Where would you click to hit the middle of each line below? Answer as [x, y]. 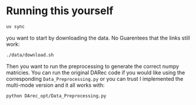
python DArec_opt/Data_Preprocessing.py [57, 96]
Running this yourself [60, 11]
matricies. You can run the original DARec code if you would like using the [96, 73]
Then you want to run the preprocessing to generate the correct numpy [93, 66]
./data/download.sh [30, 55]
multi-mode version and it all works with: [55, 85]
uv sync [16, 27]
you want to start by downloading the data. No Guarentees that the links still [98, 38]
